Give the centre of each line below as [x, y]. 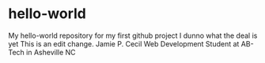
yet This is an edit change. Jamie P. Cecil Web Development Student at [124, 43]
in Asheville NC [51, 52]
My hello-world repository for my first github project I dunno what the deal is [133, 35]
